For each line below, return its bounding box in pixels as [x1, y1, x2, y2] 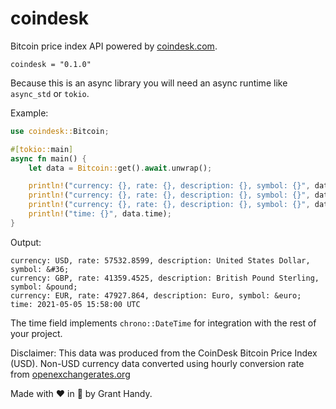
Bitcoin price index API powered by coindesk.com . [10, 40, 218, 52]
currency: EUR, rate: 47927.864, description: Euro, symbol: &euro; [10, 290, 302, 301]
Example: [10, 107, 49, 119]
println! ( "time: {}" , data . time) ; [28, 209, 172, 219]
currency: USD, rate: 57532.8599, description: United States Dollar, [10, 255, 311, 266]
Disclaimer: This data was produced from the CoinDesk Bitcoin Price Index [10, 347, 318, 359]
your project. [10, 327, 63, 339]
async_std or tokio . [10, 87, 90, 99]
